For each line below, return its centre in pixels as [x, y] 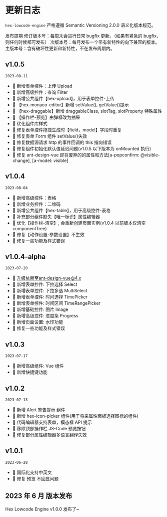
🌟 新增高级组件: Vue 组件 [38, 366]
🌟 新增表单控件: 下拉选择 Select [45, 284]
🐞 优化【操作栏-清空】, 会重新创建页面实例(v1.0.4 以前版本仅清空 [79, 223]
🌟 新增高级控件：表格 [34, 198]
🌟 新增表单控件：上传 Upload [42, 86]
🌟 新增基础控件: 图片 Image [40, 309]
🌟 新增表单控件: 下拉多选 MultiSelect [50, 291]
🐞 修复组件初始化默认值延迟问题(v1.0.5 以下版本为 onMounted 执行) [82, 148]
